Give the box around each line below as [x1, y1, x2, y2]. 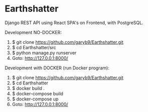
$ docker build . [12, 85, 45, 91]
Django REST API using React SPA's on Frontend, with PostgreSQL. [5, 20, 144, 26]
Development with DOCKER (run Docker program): [5, 65, 109, 71]
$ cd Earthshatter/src [12, 44, 56, 50]
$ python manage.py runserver [12, 50, 77, 56]
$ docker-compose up [12, 96, 59, 102]
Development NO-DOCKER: [5, 29, 62, 35]
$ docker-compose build [12, 90, 63, 96]
